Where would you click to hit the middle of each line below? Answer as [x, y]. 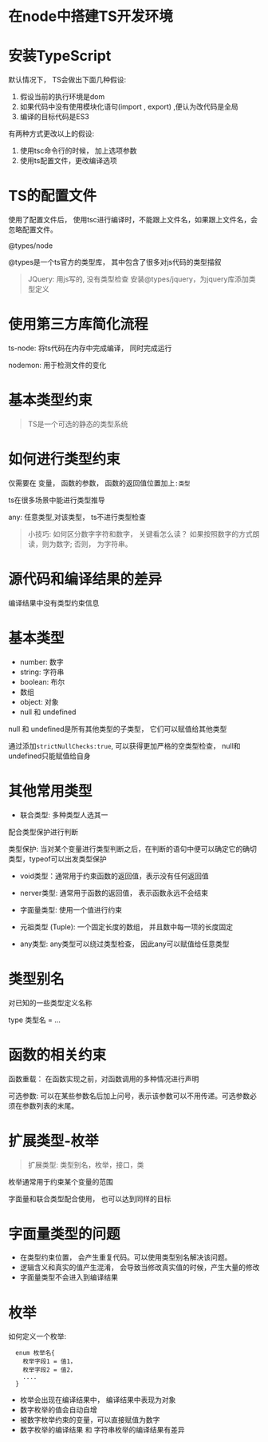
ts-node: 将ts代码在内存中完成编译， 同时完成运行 [90, 348]
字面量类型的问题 [65, 1234]
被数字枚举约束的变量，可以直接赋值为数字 [90, 1420]
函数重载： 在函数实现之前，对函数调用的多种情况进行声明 [104, 1079]
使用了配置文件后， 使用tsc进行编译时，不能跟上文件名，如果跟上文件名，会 [133, 220]
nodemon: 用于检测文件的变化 [57, 365]
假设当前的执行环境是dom [62, 97]
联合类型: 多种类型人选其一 [64, 815]
